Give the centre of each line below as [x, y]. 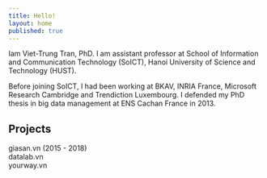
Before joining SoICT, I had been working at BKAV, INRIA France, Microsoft [133, 86]
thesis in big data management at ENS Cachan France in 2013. [112, 103]
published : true [36, 31]
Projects [30, 128]
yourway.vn [28, 165]
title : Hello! [32, 16]
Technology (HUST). [42, 71]
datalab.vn [26, 157]
